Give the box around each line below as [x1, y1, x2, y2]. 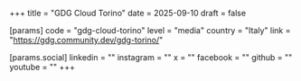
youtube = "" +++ [9, 62, 75, 72]
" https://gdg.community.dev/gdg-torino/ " [9, 35, 164, 45]
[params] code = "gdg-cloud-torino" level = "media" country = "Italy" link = [9, 25, 291, 35]
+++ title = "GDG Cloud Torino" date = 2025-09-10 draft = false [9, 8, 247, 18]
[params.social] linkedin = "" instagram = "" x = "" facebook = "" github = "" [9, 52, 293, 62]
